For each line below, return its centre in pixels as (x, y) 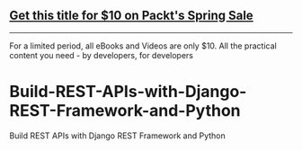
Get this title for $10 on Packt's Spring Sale (131, 16)
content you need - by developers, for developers (101, 55)
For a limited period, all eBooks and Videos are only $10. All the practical (143, 46)
